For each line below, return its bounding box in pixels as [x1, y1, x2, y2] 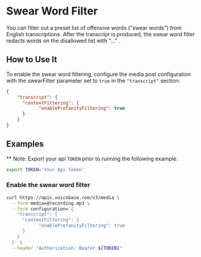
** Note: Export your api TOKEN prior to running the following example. [6, 155, 178, 162]
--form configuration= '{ [11, 206, 74, 212]
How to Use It [6, 54, 57, 65]
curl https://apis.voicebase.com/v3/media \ [6, 194, 120, 200]
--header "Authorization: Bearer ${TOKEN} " [11, 245, 122, 251]
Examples [6, 139, 44, 149]
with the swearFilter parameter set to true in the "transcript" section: [6, 77, 181, 84]
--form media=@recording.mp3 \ [11, 200, 90, 206]
